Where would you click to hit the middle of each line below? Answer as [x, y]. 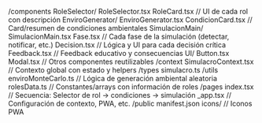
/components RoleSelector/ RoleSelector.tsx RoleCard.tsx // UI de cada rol [128, 11]
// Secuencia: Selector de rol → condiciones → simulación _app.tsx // [120, 95]
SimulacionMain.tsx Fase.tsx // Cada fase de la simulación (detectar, [119, 36]
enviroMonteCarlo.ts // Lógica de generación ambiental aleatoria [113, 78]
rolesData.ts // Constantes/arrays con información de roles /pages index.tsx [131, 87]
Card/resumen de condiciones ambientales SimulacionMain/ [106, 28]
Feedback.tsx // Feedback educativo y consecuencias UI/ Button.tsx [119, 53]
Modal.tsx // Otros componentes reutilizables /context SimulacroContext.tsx [131, 61]
